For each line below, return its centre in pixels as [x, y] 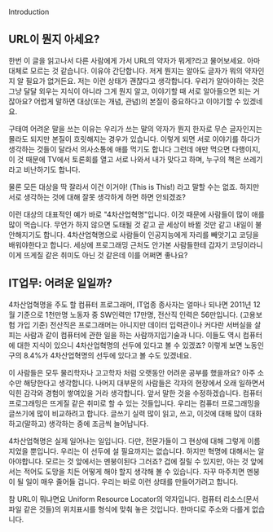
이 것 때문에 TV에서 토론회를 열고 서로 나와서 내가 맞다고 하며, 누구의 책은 [125, 159]
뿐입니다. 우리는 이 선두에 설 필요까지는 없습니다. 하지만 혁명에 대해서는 [143, 451]
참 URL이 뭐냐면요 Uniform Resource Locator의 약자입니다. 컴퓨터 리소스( [127, 499]
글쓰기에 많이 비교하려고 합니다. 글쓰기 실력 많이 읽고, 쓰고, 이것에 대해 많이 [128, 413]
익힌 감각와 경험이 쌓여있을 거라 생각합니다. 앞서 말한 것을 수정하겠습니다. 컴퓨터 [136, 393]
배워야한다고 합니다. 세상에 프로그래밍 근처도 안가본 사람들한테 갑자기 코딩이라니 [136, 244]
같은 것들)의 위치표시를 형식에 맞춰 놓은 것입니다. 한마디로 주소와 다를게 [136, 509]
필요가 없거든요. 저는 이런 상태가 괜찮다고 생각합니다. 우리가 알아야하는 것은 [145, 81]
